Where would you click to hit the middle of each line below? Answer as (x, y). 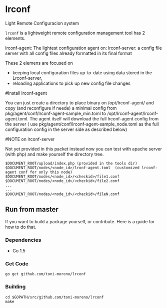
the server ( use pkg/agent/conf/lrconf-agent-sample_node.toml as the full (82, 124)
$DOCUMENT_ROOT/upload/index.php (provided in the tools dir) (71, 163)
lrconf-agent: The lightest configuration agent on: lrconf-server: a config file (84, 48)
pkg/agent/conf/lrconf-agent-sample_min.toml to (56, 113)
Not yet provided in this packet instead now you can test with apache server (84, 148)
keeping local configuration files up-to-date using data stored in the (82, 72)
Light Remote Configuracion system (42, 23)
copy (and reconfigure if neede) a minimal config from (61, 108)
